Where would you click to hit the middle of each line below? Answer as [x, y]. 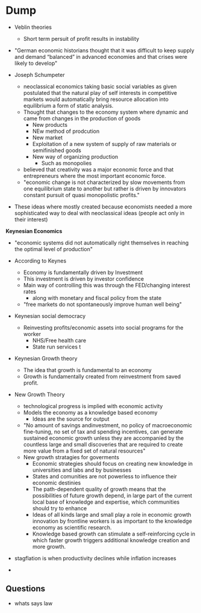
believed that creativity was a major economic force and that [98, 169]
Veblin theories [33, 27]
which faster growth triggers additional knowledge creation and [111, 540]
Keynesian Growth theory [46, 358]
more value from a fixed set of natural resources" [84, 451]
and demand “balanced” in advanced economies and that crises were [101, 56]
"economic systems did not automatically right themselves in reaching [101, 242]
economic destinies [57, 483]
